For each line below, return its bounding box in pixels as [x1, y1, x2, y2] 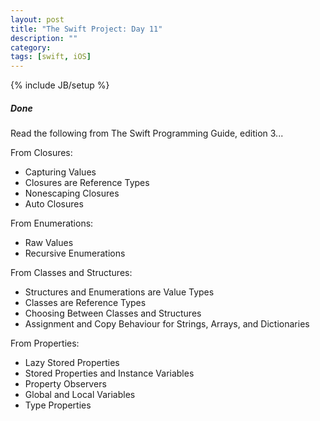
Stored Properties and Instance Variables [24, 367, 195, 380]
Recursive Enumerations [24, 247, 126, 260]
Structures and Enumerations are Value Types [24, 286, 215, 298]
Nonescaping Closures [24, 187, 120, 200]
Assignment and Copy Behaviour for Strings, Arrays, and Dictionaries [24, 318, 310, 330]
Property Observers [24, 378, 107, 390]
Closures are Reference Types [24, 177, 150, 189]
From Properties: [10, 337, 80, 350]
